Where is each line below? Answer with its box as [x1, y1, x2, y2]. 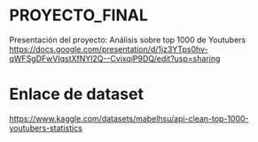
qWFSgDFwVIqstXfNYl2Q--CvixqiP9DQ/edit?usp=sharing [9, 53, 221, 64]
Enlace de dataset [9, 85, 145, 104]
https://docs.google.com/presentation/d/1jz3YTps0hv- [9, 43, 208, 54]
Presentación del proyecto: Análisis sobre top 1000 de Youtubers [9, 34, 246, 45]
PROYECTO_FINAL [9, 5, 149, 26]
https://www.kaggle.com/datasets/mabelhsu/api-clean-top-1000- [9, 113, 250, 123]
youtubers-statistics [9, 123, 82, 133]
